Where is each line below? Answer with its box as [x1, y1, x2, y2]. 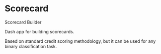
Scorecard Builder [4, 19, 42, 25]
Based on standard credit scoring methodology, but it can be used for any [4, 38, 156, 44]
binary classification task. [4, 43, 57, 49]
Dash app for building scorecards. [4, 28, 75, 34]
